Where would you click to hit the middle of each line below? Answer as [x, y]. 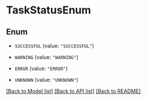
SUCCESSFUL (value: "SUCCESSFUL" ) [54, 46]
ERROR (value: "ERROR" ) [41, 68]
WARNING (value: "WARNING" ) [46, 57]
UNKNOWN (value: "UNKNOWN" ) [46, 80]
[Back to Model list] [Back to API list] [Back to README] [73, 91]
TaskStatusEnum [49, 10]
